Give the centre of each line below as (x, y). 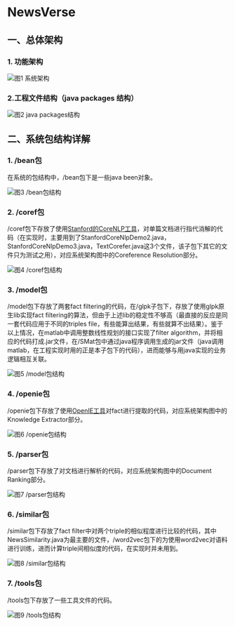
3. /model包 (27, 290)
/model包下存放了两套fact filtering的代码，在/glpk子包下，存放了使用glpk (113, 307)
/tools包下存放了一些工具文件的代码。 (62, 600)
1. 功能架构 (25, 62)
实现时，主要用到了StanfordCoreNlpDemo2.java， (98, 238)
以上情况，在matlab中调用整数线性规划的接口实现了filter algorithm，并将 (112, 333)
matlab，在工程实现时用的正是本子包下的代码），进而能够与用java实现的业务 (117, 350)
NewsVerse (41, 12)
